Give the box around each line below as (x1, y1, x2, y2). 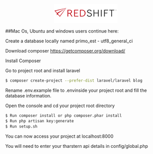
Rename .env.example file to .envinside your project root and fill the (5, 87, 147, 93)
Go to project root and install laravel (5, 68, 81, 73)
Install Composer (5, 58, 41, 64)
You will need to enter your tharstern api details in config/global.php (5, 143, 148, 149)
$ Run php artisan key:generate (5, 118, 74, 123)
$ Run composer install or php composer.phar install (5, 113, 122, 118)
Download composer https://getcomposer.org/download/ (5, 48, 125, 54)
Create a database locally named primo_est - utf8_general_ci (5, 38, 133, 44)
